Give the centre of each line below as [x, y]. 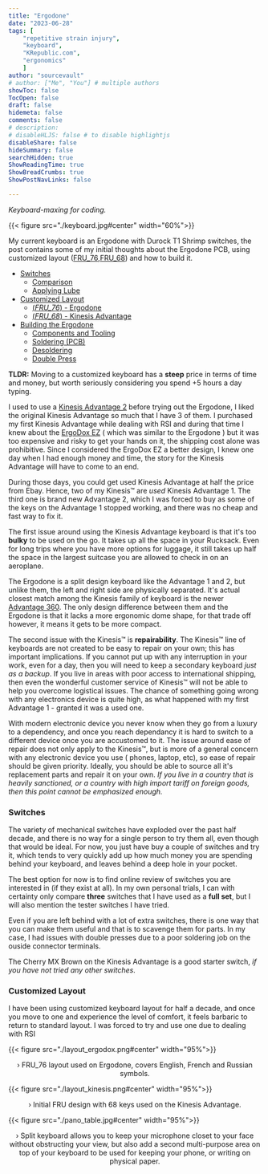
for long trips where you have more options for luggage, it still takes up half [132, 548]
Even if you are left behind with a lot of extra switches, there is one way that [134, 920]
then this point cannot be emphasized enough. [85, 791]
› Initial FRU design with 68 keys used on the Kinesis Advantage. [135, 1105]
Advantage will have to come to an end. [74, 466]
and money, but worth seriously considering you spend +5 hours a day [125, 383]
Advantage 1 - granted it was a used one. [76, 708]
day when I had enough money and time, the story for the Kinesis [116, 457]
